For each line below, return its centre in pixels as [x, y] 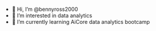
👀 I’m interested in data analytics [52, 15]
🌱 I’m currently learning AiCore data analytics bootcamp [81, 22]
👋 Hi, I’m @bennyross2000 [45, 9]
